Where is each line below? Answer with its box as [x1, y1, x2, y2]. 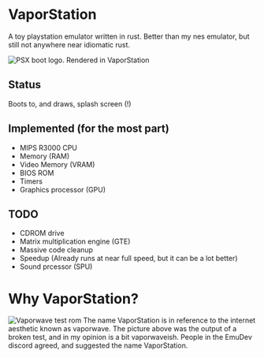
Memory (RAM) [19, 151, 70, 161]
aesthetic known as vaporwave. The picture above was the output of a [8, 324, 237, 334]
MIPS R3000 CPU [19, 143, 77, 152]
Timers [19, 176, 43, 186]
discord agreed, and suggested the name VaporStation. [8, 341, 188, 350]
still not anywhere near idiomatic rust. [8, 39, 131, 49]
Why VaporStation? [8, 289, 139, 308]
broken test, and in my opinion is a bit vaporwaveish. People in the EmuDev [8, 333, 252, 342]
